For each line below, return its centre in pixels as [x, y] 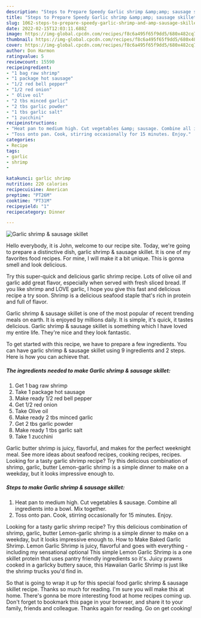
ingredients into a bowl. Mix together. [60, 509]
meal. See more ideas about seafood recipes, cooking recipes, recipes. [94, 455]
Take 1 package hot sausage [50, 392]
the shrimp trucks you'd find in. [45, 571]
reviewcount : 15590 [31, 62]
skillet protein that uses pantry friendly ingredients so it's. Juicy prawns [94, 559]
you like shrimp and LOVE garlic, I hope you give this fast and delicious [93, 289]
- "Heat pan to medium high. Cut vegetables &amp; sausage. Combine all [99, 129]
